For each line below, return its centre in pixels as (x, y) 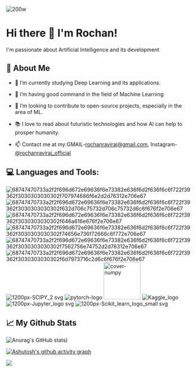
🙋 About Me (28, 68)
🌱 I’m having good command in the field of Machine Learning (89, 94)
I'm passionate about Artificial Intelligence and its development (83, 49)
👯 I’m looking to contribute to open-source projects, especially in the (98, 105)
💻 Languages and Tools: (53, 172)
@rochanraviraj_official (43, 153)
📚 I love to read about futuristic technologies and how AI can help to (98, 124)
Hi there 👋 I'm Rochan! (62, 33)
